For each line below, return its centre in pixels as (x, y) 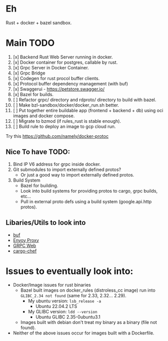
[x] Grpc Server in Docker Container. (51, 67)
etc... (26, 196)
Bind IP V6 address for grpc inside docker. (57, 164)
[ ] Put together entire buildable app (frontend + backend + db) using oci (88, 110)
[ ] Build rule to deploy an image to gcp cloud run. (64, 126)
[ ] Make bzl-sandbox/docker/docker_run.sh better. (66, 105)
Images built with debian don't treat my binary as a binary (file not (89, 322)
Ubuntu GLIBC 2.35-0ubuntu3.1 (68, 317)
